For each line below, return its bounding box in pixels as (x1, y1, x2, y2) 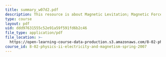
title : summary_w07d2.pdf (5, 7, 58, 12)
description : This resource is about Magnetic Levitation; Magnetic (5, 12, 149, 17)
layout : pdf (5, 21, 30, 26)
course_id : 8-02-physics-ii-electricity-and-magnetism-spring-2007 (5, 44, 147, 49)
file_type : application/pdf (5, 30, 63, 35)
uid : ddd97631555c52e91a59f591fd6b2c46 (5, 26, 87, 31)
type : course (5, 16, 32, 21)
